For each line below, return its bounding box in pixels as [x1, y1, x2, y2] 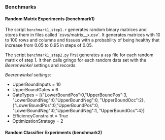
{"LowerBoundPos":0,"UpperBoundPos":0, [12, 103, 99, 108]
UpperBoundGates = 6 [12, 87, 58, 93]
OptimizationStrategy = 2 [12, 118, 64, 124]
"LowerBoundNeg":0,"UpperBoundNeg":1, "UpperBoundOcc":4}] [12, 107, 145, 114]
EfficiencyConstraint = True [12, 113, 68, 119]
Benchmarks [5, 3, 36, 10]
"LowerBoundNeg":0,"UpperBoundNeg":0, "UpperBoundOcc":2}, [12, 97, 145, 103]
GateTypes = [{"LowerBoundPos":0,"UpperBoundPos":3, [12, 92, 128, 98]
